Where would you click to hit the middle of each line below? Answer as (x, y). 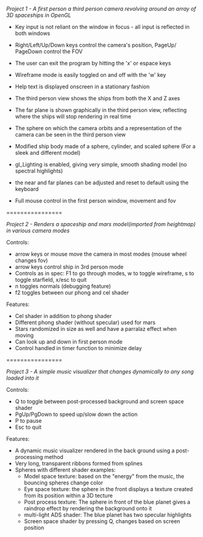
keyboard (27, 189)
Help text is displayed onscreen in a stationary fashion (82, 86)
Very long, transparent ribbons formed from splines (79, 463)
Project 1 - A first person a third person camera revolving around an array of (101, 9)
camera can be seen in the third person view (70, 135)
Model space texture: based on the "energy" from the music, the (104, 476)
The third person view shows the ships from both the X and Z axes (98, 98)
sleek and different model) (48, 153)
